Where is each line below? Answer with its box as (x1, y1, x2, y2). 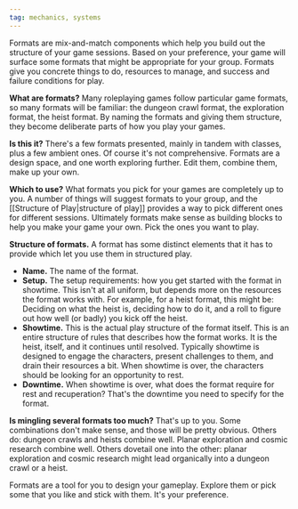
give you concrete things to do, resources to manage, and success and (9, 66, 270, 77)
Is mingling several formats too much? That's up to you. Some (9, 415, 242, 425)
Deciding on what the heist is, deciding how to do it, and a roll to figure (21, 303, 282, 314)
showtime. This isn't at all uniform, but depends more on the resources (21, 284, 282, 295)
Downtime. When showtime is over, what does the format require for (21, 379, 275, 390)
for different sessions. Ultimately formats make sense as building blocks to (9, 212, 283, 222)
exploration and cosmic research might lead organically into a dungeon (9, 453, 270, 464)
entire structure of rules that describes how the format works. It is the (21, 331, 278, 343)
